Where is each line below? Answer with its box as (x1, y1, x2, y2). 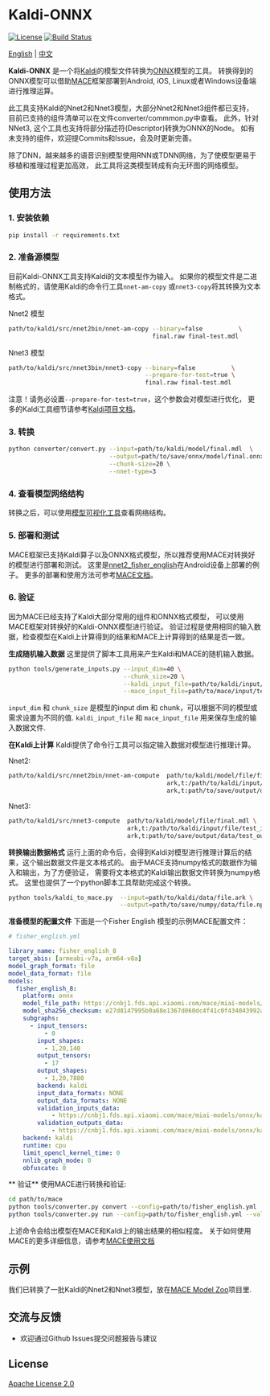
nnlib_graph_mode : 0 (22, 1156, 92, 1164)
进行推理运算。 (8, 86, 58, 96)
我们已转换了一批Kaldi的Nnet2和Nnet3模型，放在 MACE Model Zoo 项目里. (8, 1284, 252, 1294)
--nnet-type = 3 (108, 468, 157, 476)
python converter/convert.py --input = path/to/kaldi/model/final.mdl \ (8, 445, 253, 454)
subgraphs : (22, 1015, 59, 1023)
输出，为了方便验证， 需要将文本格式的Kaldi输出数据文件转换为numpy (22, 867, 254, 877)
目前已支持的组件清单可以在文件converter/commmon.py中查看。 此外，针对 (8, 113, 260, 122)
